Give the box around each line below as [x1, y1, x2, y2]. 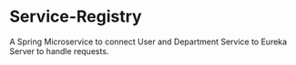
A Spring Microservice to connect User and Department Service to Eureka [9, 36, 288, 47]
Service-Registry [9, 6, 143, 27]
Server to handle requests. [9, 45, 109, 56]
